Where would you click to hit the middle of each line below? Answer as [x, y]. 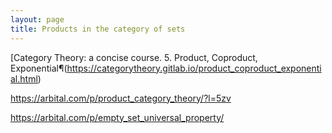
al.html [24, 78]
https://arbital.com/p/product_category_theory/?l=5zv [121, 98]
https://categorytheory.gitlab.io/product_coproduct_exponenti [194, 68]
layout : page [37, 19]
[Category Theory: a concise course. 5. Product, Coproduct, [134, 57]
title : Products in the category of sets [98, 29]
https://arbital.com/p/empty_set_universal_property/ [117, 117]
